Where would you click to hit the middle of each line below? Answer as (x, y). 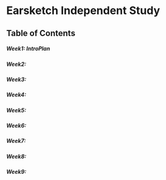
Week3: (16, 79)
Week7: (16, 141)
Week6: (16, 126)
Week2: (16, 64)
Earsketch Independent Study (83, 11)
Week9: (16, 172)
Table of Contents (41, 33)
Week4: (16, 95)
